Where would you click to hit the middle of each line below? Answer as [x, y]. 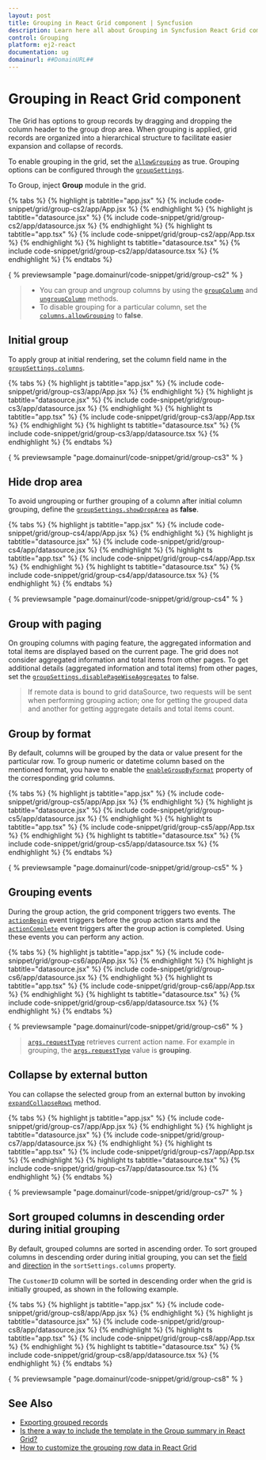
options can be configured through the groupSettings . [96, 169]
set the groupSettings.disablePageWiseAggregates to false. [104, 677]
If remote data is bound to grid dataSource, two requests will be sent [139, 692]
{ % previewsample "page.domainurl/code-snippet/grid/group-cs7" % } [125, 1192]
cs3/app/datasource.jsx [47, 408]
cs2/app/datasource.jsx [47, 226]
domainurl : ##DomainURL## [51, 60]
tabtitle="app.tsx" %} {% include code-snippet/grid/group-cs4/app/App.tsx [132, 558]
